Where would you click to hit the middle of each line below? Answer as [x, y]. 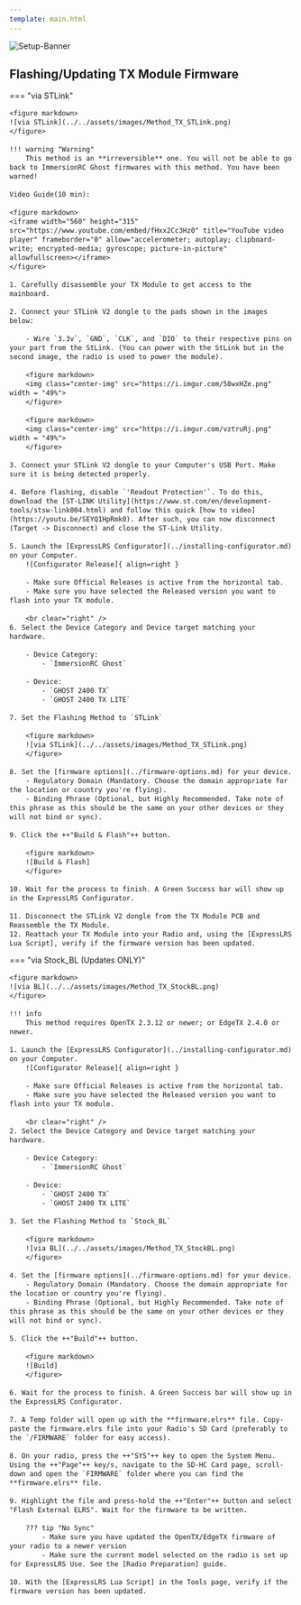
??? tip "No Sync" [60, 1528]
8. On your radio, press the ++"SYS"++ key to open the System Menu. [143, 1456]
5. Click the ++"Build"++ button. [74, 1339]
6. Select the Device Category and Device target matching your [132, 628]
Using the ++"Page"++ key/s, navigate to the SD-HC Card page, [131, 1465]
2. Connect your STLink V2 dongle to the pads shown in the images [139, 312]
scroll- [269, 1465]
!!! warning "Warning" [52, 150]
